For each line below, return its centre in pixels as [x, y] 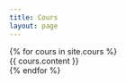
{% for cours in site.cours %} [63, 51]
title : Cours [34, 17]
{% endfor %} [35, 70]
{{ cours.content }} [44, 61]
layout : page [34, 26]
